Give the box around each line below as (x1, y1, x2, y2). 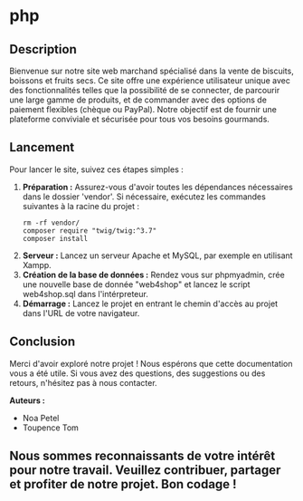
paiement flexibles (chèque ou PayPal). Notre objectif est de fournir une (9, 104, 278, 114)
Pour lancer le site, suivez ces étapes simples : (9, 164, 184, 175)
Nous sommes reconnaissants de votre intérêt (9, 448, 276, 464)
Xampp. (22, 259, 52, 270)
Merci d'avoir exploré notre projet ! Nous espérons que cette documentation (9, 358, 293, 369)
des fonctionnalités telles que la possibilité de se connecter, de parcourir (9, 85, 280, 95)
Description (9, 42, 77, 57)
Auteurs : (9, 395, 45, 406)
